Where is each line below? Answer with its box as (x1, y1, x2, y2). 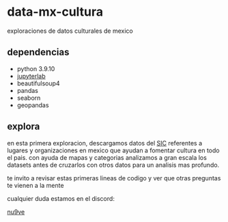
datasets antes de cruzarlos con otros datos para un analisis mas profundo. (7, 161, 220, 169)
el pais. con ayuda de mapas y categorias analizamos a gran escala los (7, 153, 207, 161)
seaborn (16, 94, 41, 102)
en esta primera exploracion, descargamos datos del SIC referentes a (7, 139, 203, 147)
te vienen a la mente (7, 181, 64, 189)
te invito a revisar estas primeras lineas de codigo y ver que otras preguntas (7, 174, 221, 182)
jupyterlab (16, 72, 46, 80)
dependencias (7, 46, 70, 58)
